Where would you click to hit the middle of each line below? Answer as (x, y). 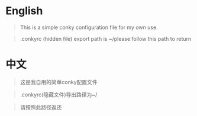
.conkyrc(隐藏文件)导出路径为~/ (59, 94)
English (24, 11)
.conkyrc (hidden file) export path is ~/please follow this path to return (106, 38)
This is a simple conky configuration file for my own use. (89, 27)
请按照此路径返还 (41, 107)
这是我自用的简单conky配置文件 (59, 82)
